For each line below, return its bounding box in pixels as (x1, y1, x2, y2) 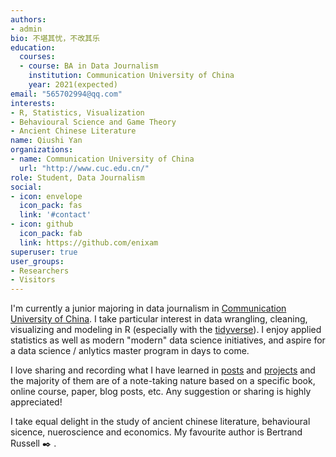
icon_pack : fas (19, 201, 83, 211)
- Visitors (10, 275, 56, 285)
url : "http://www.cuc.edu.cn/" (19, 163, 150, 173)
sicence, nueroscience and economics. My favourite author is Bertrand (10, 426, 303, 438)
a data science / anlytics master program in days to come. (10, 345, 250, 357)
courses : (19, 52, 56, 62)
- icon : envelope (10, 191, 83, 201)
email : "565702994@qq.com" (10, 89, 123, 99)
